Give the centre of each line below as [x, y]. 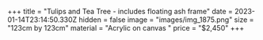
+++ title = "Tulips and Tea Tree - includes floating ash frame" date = [120, 11]
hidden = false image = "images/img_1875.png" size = [166, 20]
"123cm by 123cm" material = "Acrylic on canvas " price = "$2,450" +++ [126, 28]
